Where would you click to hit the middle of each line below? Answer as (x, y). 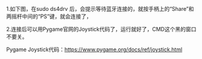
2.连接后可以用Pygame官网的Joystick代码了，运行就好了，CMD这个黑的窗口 (101, 29)
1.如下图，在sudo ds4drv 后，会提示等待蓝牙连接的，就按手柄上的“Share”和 (100, 9)
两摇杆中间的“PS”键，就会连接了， (49, 16)
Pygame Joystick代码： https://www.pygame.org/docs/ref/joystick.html (94, 49)
